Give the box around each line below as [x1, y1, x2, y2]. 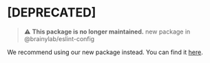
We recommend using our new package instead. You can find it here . [7, 48, 203, 56]
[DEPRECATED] [7, 5, 96, 21]
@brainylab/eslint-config [23, 34, 95, 42]
